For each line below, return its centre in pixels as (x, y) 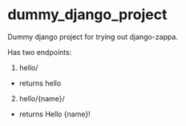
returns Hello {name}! (55, 114)
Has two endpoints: (40, 52)
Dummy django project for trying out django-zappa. (93, 37)
